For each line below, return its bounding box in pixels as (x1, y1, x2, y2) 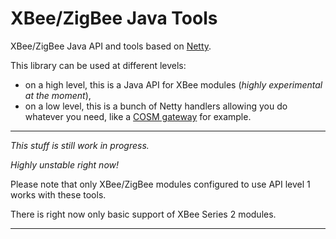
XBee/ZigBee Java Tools (10, 7, 218, 30)
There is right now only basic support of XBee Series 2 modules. (10, 208, 277, 220)
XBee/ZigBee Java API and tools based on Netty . (10, 40, 212, 52)
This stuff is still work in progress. (10, 139, 150, 151)
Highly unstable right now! (10, 158, 120, 171)
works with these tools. (10, 188, 107, 201)
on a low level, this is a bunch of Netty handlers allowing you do (24, 100, 288, 112)
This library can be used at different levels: (10, 59, 187, 71)
